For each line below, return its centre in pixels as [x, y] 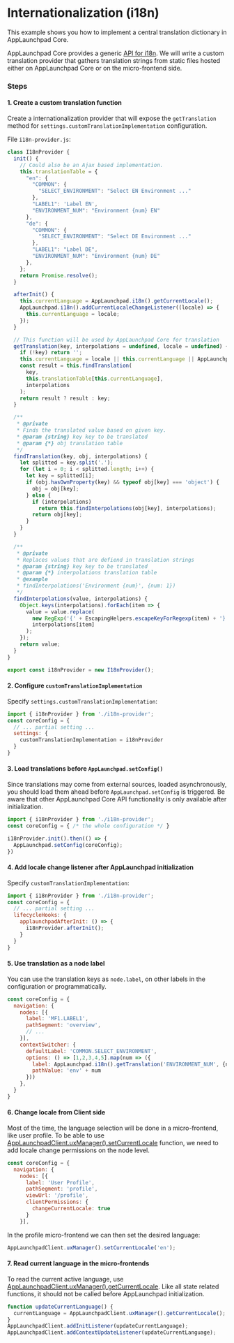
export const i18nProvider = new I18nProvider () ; [81, 670]
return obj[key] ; [57, 515]
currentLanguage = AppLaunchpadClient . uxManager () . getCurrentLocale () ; [120, 1313]
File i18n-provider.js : [39, 139]
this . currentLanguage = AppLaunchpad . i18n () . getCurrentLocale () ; [117, 301]
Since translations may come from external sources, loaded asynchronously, [117, 785]
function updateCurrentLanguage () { [60, 1307]
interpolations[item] [64, 625]
